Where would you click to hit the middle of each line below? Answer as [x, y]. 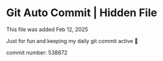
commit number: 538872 [37, 52]
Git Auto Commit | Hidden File [82, 13]
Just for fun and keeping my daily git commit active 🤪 [72, 41]
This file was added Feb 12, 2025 [47, 29]
